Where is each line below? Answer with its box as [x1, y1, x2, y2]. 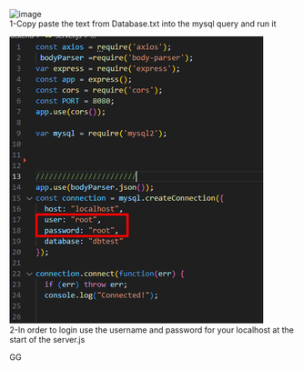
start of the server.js [9, 335, 86, 345]
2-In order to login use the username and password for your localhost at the [9, 325, 294, 335]
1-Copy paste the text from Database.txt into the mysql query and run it [9, 18, 277, 29]
